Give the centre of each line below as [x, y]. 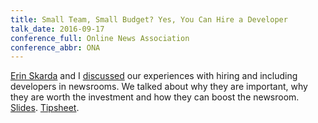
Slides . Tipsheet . [45, 108]
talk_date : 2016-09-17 [57, 29]
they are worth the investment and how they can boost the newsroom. [155, 97]
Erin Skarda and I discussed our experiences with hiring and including [154, 76]
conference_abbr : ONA [55, 47]
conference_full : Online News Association [100, 38]
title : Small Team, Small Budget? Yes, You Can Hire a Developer [149, 19]
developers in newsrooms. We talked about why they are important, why [159, 87]
